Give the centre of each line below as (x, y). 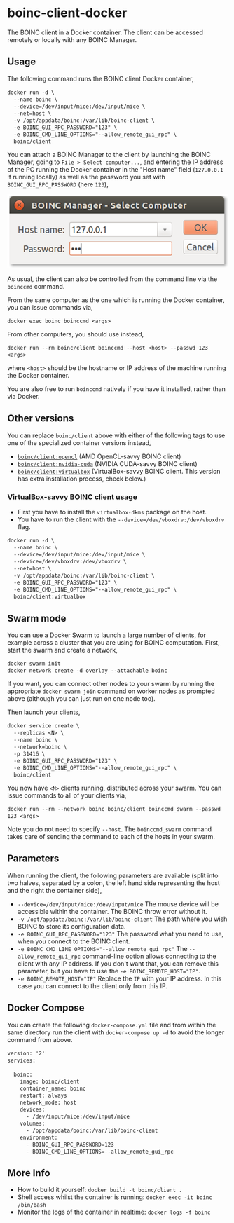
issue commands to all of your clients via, (67, 795)
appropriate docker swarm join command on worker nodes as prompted (111, 691)
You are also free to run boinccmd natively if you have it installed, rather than (117, 389)
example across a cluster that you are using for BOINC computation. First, (113, 642)
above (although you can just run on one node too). (81, 698)
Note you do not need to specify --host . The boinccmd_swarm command (110, 829)
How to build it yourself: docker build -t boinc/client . (99, 1190)
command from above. (40, 1039)
